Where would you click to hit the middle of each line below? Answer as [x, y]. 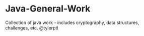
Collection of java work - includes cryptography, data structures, [72, 22]
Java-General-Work [48, 9]
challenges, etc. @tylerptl [32, 27]
